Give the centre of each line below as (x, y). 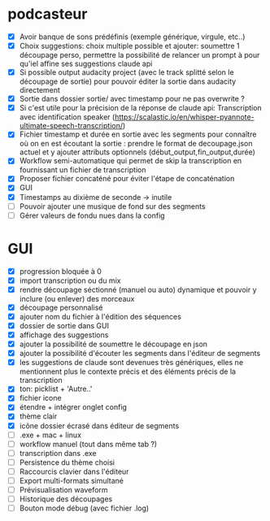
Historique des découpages (66, 499)
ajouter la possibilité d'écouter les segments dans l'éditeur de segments (140, 354)
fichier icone (40, 398)
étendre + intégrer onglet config (73, 407)
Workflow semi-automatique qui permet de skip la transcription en (131, 161)
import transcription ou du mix (70, 280)
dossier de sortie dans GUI (64, 325)
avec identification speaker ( (67, 117)
